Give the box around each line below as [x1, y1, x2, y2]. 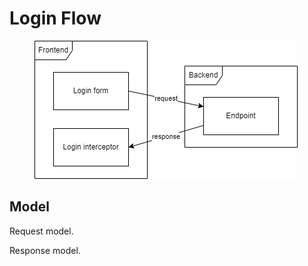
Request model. [9, 225, 74, 237]
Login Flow [9, 7, 102, 30]
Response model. [9, 244, 81, 256]
